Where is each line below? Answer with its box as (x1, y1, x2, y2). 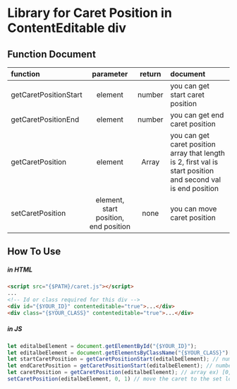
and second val (170, 175, 221, 185)
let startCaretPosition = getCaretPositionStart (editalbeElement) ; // (7, 356, 219, 363)
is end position (170, 184, 219, 193)
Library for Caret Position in (7, 5, 173, 21)
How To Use (7, 245, 61, 257)
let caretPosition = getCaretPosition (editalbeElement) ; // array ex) (7, 369, 219, 376)
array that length (170, 149, 226, 158)
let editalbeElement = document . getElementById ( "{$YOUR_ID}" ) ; (7, 342, 197, 349)
